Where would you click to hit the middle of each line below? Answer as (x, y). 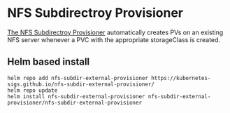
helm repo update (33, 90)
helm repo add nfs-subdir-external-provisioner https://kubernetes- (109, 78)
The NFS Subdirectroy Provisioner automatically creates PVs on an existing (115, 32)
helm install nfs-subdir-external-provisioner (76, 96)
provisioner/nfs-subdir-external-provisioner (74, 102)
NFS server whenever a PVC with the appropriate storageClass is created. (114, 39)
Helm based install (49, 62)
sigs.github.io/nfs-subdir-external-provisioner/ (81, 84)
